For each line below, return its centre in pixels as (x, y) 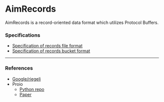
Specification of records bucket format (51, 51)
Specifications (23, 35)
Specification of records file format (47, 46)
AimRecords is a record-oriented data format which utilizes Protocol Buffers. (82, 22)
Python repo (32, 89)
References (19, 68)
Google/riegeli (26, 79)
